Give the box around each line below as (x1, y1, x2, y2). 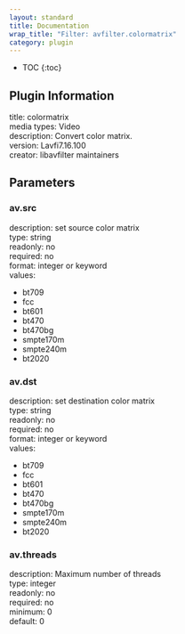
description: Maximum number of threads (9, 569, 162, 580)
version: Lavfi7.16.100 (9, 140, 86, 151)
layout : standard (9, 12, 74, 22)
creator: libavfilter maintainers (9, 150, 120, 160)
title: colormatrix (9, 112, 69, 123)
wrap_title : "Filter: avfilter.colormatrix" (9, 29, 177, 38)
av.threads (9, 549, 58, 561)
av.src (9, 202, 37, 215)
